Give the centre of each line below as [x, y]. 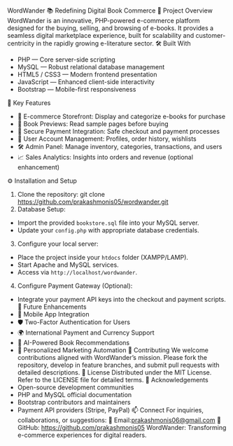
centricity [21, 43]
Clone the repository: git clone [61, 194]
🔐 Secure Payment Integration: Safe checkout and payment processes [119, 131]
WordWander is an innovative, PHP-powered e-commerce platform [104, 21]
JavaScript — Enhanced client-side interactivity [86, 82]
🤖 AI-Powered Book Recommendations [73, 343]
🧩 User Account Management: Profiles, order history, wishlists [107, 139]
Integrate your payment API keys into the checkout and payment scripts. [121, 299]
